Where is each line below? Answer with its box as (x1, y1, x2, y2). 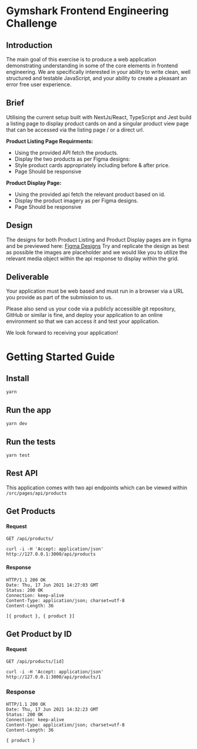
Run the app (6, 405, 51, 415)
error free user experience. (6, 81, 72, 88)
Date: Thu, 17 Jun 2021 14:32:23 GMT (6, 707, 99, 712)
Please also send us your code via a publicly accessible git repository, (6, 305, 176, 312)
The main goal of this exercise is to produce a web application (6, 56, 157, 63)
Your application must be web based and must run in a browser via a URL (6, 287, 184, 295)
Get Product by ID (6, 629, 72, 639)
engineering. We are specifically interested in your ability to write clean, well (6, 68, 191, 75)
